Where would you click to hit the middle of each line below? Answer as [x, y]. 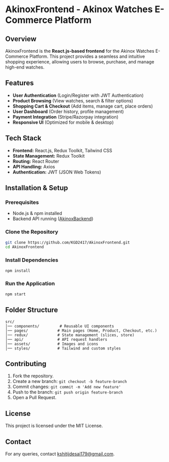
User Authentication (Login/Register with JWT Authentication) [78, 95]
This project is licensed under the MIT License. [54, 426]
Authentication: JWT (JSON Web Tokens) [57, 172]
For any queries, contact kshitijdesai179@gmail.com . [60, 454]
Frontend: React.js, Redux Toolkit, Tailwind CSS [62, 150]
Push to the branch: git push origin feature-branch [68, 392]
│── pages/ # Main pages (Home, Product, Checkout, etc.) [81, 331]
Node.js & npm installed [37, 214]
